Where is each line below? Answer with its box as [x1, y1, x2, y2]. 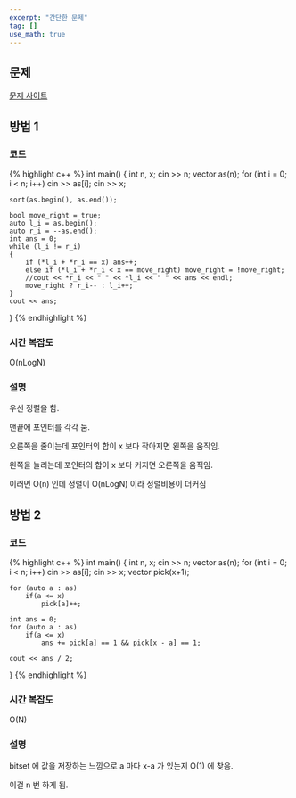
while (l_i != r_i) [9, 242, 82, 251]
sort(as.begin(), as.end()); [9, 195, 118, 204]
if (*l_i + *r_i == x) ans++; [25, 258, 138, 267]
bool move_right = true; [9, 210, 102, 219]
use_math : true [9, 29, 66, 38]
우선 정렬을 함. [9, 403, 60, 414]
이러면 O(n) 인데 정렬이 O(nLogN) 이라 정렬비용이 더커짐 [9, 479, 207, 489]
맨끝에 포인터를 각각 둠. [9, 422, 91, 432]
